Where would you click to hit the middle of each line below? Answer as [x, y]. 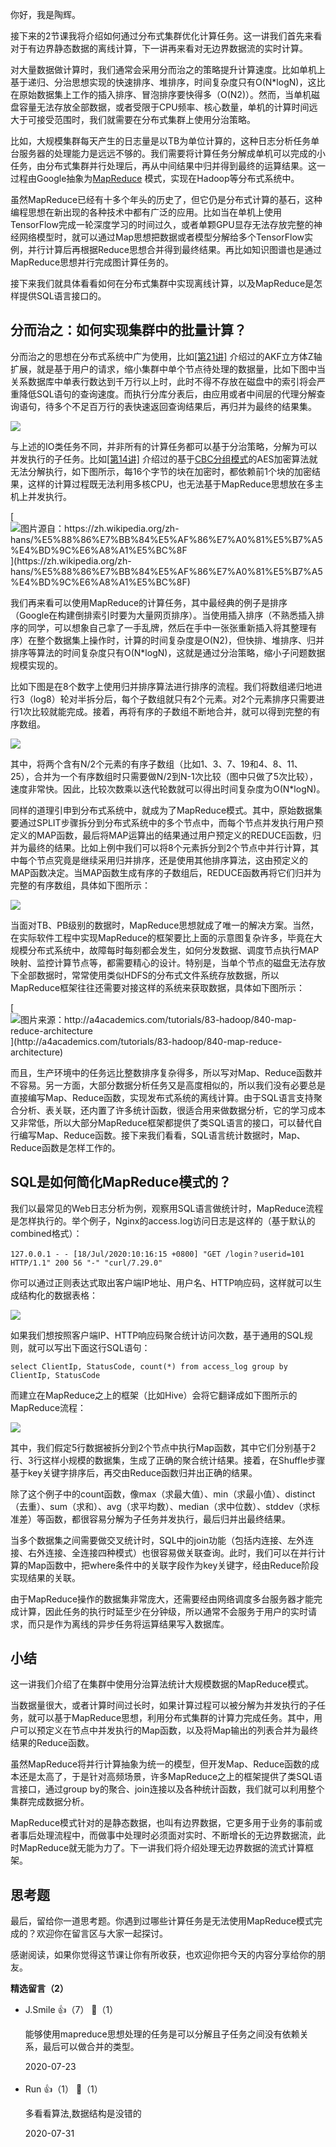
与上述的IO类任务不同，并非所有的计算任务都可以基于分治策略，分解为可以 [164, 446]
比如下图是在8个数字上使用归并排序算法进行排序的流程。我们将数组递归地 [162, 686]
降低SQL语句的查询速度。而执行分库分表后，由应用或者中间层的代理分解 [167, 394]
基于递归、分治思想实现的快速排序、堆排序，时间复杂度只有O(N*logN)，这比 [168, 82]
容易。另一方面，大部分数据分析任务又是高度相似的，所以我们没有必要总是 [172, 1085]
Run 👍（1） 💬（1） [63, 2089]
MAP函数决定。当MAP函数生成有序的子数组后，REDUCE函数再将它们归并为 [166, 872]
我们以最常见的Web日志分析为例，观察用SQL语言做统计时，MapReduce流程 [167, 1208]
